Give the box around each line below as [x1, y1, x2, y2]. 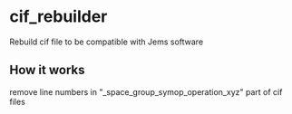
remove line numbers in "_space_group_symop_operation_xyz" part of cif [9, 86, 283, 97]
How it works [9, 62, 85, 78]
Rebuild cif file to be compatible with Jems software [9, 36, 204, 47]
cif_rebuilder [9, 6, 108, 27]
